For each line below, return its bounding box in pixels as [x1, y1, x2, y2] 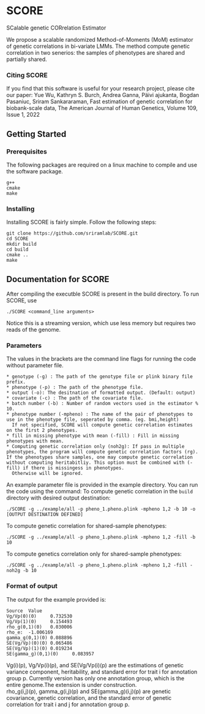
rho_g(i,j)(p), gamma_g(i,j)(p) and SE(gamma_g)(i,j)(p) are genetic [6, 688, 171, 695]
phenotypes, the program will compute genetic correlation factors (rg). [6, 449, 199, 455]
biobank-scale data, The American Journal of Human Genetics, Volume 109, [6, 104, 198, 112]
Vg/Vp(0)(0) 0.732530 [6, 613, 72, 619]
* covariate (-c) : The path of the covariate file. [6, 395, 144, 401]
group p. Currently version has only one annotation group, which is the [6, 674, 185, 682]
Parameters [6, 341, 42, 350]
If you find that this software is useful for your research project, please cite [6, 85, 195, 92]
